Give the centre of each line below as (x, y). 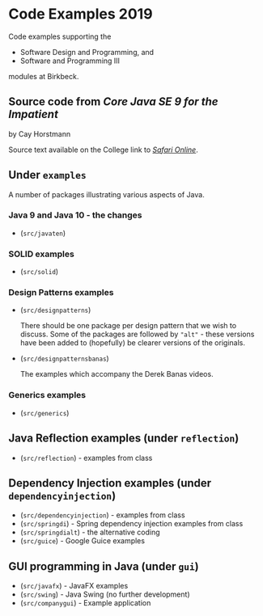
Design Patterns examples (61, 293)
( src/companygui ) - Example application (85, 603)
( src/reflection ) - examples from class (86, 458)
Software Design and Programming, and (87, 52)
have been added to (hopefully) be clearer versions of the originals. (132, 343)
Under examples (47, 175)
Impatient (34, 114)
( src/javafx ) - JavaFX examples (74, 586)
